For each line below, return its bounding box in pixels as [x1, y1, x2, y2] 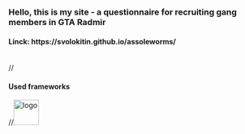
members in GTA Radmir [8, 16, 106, 27]
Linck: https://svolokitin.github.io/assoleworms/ [8, 36, 177, 46]
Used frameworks [8, 82, 71, 91]
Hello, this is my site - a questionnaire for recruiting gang [8, 6, 238, 18]
